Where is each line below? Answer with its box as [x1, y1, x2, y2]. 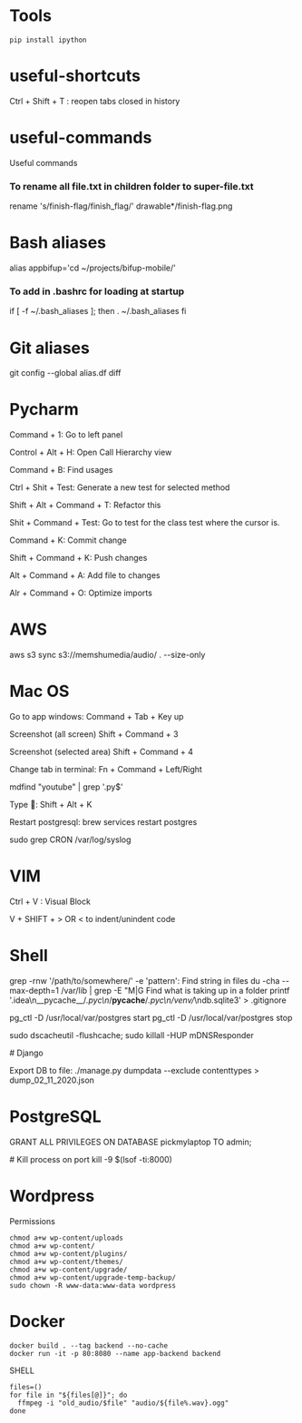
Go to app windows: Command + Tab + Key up [9, 711, 184, 722]
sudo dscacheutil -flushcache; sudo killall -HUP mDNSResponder [9, 1029, 254, 1040]
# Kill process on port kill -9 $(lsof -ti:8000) [9, 1153, 172, 1164]
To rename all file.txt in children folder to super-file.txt [9, 180, 254, 192]
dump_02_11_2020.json [9, 1075, 95, 1085]
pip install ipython [9, 35, 88, 44]
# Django [9, 1047, 44, 1058]
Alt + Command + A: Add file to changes [9, 570, 161, 581]
